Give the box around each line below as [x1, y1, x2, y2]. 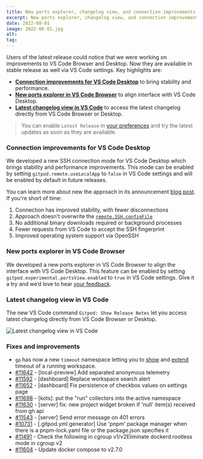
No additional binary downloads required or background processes [14, 219, 182, 227]
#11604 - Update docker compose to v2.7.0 [14, 446, 123, 454]
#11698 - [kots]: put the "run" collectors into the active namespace [14, 394, 181, 402]
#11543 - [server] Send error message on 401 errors [14, 414, 145, 421]
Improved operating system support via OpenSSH [14, 232, 139, 239]
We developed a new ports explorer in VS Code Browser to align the [6, 261, 176, 268]
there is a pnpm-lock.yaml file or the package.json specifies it [14, 427, 169, 434]
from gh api [14, 408, 44, 415]
